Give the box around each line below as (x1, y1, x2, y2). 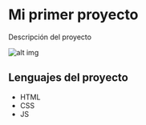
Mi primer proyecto (8, 6, 139, 24)
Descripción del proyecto (8, 32, 92, 42)
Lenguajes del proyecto (8, 71, 128, 85)
